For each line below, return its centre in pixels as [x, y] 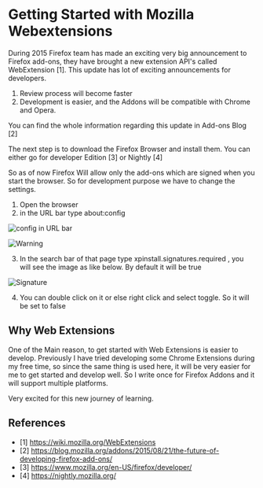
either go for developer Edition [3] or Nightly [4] [86, 157]
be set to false [43, 305]
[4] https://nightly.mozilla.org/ [68, 475]
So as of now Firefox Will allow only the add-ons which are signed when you [131, 172]
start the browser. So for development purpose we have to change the [122, 181]
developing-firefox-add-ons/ [66, 459]
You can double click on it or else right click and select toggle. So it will [134, 298]
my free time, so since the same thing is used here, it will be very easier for [130, 366]
